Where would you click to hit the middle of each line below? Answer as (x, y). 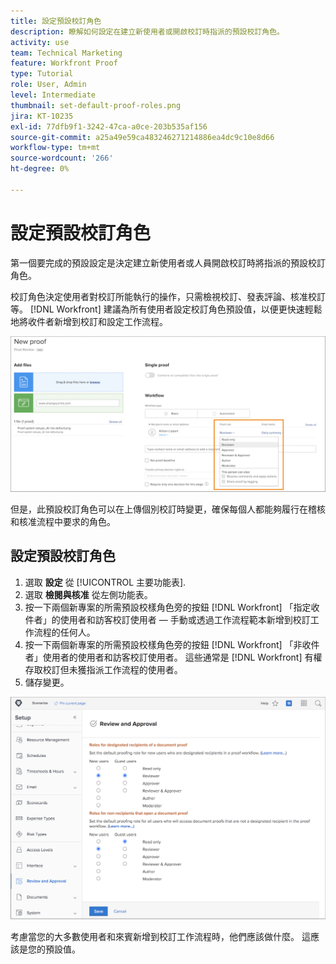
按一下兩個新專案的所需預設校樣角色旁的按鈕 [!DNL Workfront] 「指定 (168, 607)
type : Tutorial (42, 74)
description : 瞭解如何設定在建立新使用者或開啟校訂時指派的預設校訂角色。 (147, 31)
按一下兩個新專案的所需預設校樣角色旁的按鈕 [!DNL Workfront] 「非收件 (172, 644)
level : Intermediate (53, 95)
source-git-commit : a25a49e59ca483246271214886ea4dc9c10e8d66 (142, 137)
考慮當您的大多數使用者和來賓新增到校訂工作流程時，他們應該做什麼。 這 (160, 937)
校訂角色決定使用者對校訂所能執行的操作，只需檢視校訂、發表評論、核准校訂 (168, 296)
